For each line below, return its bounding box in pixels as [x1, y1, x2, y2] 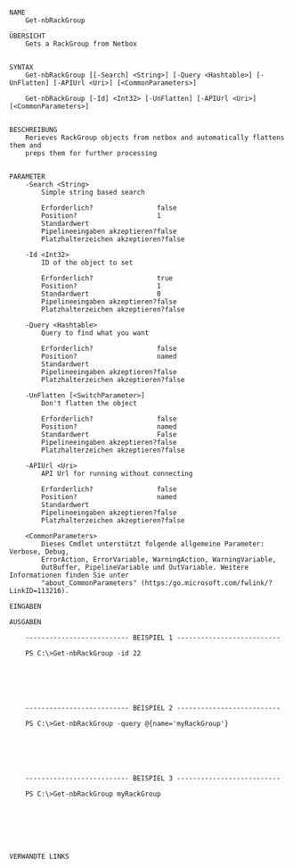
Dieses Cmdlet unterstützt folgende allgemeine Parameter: [41, 539, 265, 548]
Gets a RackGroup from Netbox [25, 39, 138, 48]
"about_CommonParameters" [41, 579, 138, 588]
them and [9, 141, 42, 150]
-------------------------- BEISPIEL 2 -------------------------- [25, 704, 281, 713]
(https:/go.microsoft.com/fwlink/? [141, 579, 273, 588]
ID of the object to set [41, 258, 134, 267]
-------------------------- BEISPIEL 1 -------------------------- [25, 633, 281, 642]
